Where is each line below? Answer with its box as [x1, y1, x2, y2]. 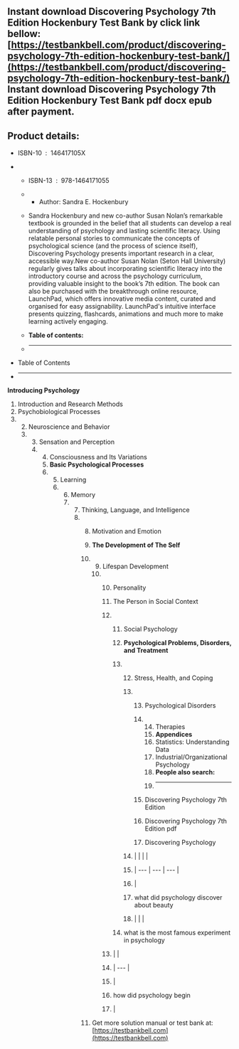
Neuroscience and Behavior [28, 422, 110, 431]
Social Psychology [123, 625, 178, 634]
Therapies [155, 723, 186, 731]
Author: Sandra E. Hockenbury [38, 198, 129, 206]
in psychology [123, 936, 165, 944]
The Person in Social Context [112, 597, 198, 606]
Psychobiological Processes [17, 408, 101, 416]
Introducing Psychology [7, 386, 80, 395]
